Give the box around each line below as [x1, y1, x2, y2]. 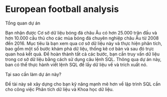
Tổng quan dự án [5, 20, 41, 26]
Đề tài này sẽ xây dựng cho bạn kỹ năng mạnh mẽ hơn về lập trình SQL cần [5, 81, 161, 87]
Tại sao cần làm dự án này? [5, 71, 62, 77]
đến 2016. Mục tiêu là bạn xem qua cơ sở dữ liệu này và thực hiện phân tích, [5, 40, 162, 46]
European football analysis [5, 3, 119, 15]
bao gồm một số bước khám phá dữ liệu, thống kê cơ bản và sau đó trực [5, 45, 154, 51]
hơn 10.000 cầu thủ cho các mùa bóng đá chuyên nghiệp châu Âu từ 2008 [5, 35, 159, 41]
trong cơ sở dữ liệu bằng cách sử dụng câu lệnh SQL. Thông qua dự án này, [5, 56, 161, 62]
